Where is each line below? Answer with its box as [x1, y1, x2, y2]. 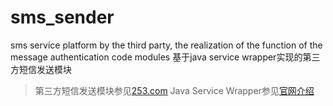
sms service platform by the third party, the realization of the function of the [10, 39, 323, 51]
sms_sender [10, 6, 115, 29]
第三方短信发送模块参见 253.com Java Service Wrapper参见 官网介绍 [34, 84, 315, 96]
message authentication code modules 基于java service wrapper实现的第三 [10, 51, 321, 63]
